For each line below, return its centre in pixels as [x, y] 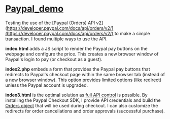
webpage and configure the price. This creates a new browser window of [82, 54]
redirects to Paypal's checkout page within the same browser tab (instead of [85, 74]
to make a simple [132, 33]
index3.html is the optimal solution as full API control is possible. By [77, 95]
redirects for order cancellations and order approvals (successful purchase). [85, 111]
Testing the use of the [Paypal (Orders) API [50, 23]
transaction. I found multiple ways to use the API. [57, 39]
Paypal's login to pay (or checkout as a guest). [54, 59]
